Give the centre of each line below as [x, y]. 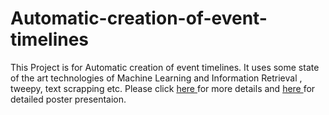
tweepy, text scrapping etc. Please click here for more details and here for [163, 88]
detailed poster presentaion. [68, 99]
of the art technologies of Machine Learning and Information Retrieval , [156, 78]
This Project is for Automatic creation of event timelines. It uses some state [165, 67]
